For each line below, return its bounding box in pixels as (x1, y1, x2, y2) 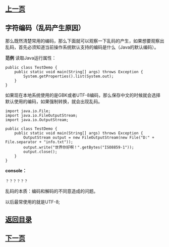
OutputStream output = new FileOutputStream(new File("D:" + (23, 135, 155, 140)
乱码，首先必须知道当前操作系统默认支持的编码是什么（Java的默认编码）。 (5, 44, 159, 51)
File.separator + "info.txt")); (5, 139, 73, 145)
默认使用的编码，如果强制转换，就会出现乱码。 (5, 98, 102, 105)
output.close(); (23, 150, 58, 155)
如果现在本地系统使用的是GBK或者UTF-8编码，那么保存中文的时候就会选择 (5, 92, 160, 98)
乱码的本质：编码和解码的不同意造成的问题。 (5, 188, 98, 194)
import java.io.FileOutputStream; (5, 113, 78, 118)
